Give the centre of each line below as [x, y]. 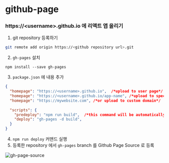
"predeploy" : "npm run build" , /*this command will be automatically [90, 115]
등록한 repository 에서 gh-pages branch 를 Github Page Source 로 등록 [83, 145]
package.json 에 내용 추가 [38, 77]
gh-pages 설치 [26, 58]
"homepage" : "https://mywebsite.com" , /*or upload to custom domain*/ [85, 101]
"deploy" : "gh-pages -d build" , [48, 119]
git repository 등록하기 [35, 38]
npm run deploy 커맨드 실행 [40, 139]
